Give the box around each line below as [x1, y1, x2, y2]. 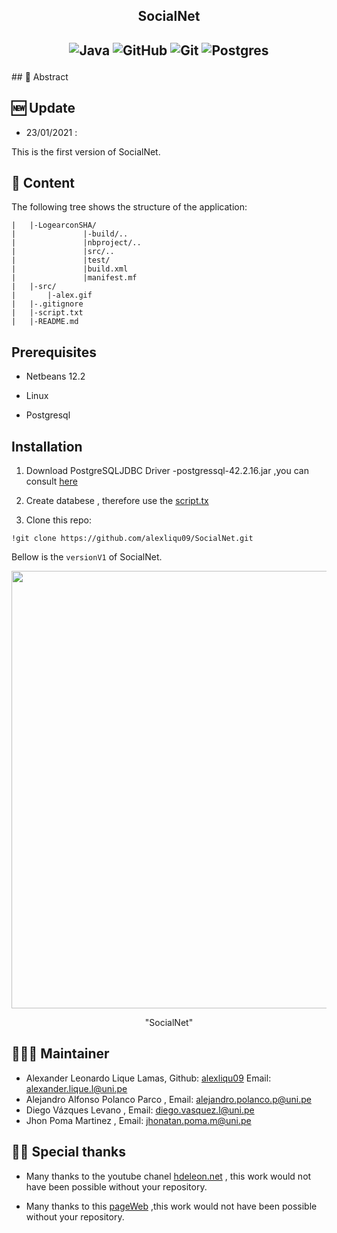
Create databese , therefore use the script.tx [25, 495, 209, 507]
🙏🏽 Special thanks [11, 1144, 126, 1161]
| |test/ [11, 255, 111, 266]
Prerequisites [11, 344, 97, 361]
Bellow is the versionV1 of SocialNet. [11, 551, 163, 563]
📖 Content [11, 174, 76, 191]
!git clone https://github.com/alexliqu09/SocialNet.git [11, 534, 254, 544]
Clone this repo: [25, 514, 92, 526]
